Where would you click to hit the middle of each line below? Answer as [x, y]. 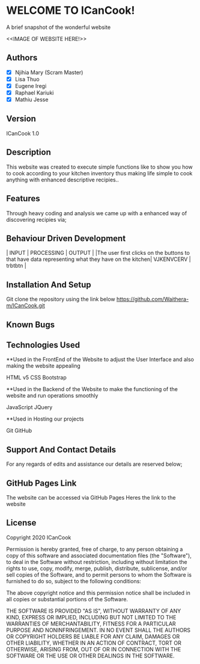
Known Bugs [31, 324]
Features [23, 199]
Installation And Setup [49, 285]
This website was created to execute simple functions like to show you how [100, 167]
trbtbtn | [17, 266]
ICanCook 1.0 [23, 133]
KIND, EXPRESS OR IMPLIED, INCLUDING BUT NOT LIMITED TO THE [91, 617]
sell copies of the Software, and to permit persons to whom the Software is [99, 575]
